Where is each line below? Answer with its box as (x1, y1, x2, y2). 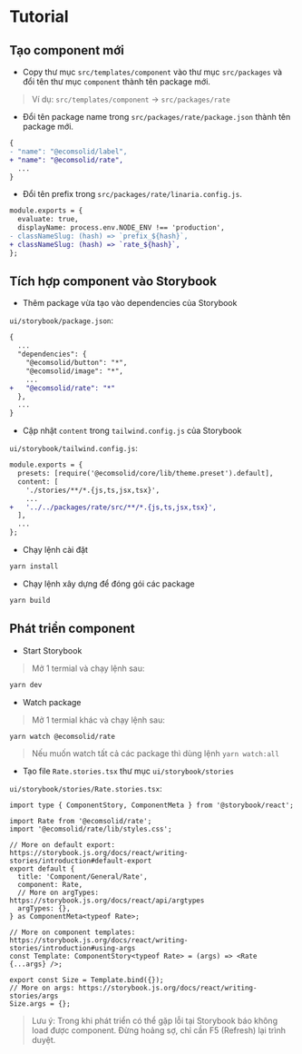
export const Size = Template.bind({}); (9, 976, 165, 985)
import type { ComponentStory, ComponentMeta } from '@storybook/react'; (9, 801, 295, 810)
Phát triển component (9, 621, 135, 636)
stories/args (9, 991, 59, 1000)
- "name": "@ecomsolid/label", (9, 147, 128, 156)
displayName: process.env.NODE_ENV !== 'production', (17, 223, 225, 232)
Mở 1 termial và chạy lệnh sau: (31, 663, 145, 674)
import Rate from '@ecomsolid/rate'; (9, 817, 152, 826)
